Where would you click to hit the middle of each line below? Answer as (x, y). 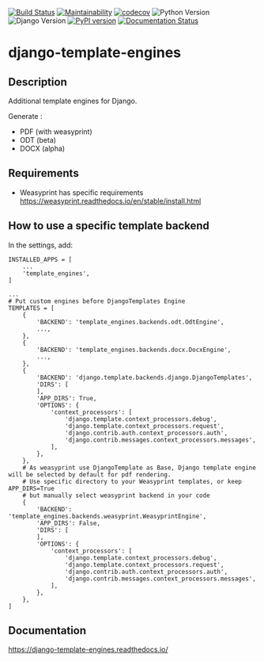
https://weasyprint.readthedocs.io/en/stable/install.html (110, 201)
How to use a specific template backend (109, 226)
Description (38, 82)
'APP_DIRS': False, (69, 523)
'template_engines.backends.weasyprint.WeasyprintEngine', (107, 516)
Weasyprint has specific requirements (81, 192)
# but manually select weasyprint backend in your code (117, 496)
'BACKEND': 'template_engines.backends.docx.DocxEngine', (134, 350)
